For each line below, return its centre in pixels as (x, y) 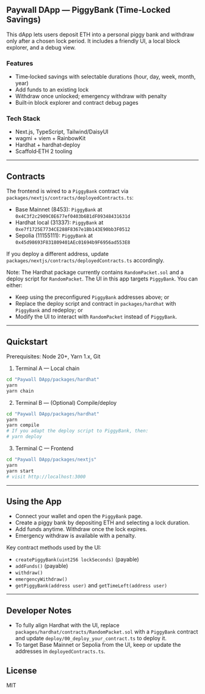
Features (20, 63)
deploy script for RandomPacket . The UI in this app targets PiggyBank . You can (102, 279)
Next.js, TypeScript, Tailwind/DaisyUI (62, 132)
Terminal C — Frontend (44, 448)
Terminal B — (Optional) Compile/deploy (66, 402)
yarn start (20, 471)
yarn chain (20, 391)
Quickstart (27, 341)
